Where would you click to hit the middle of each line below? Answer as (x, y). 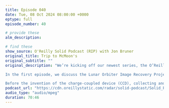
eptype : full (19, 19)
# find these (19, 47)
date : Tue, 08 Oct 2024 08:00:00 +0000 (47, 15)
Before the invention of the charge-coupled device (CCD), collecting (81, 83)
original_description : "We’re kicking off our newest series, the (76, 65)
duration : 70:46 (22, 97)
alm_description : (23, 38)
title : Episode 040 (26, 10)
